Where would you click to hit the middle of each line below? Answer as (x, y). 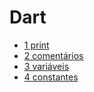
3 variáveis (46, 66)
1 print (36, 45)
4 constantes (51, 77)
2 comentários (53, 55)
